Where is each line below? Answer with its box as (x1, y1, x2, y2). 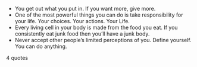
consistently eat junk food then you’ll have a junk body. (14, 30, 150, 37)
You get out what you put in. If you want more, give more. (14, 5, 156, 12)
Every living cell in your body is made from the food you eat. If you (14, 24, 178, 31)
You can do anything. (14, 43, 67, 50)
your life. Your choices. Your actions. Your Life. (14, 18, 130, 24)
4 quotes (6, 55, 29, 61)
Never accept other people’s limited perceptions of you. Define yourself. (14, 37, 192, 43)
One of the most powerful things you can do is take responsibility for (14, 11, 183, 18)
